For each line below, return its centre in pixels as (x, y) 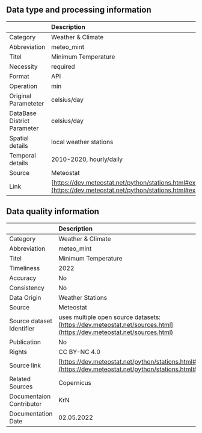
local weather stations (82, 142)
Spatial (19, 138)
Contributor (26, 403)
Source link (25, 365)
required (63, 66)
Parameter (24, 128)
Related (20, 379)
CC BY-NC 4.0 (80, 352)
